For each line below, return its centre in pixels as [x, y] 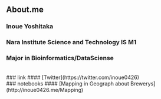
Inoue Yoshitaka [30, 27]
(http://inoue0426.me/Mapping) [45, 90]
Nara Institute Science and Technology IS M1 [71, 42]
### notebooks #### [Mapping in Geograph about [68, 83]
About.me [25, 10]
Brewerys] [143, 83]
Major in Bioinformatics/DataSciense [60, 58]
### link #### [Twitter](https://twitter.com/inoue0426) [73, 77]
